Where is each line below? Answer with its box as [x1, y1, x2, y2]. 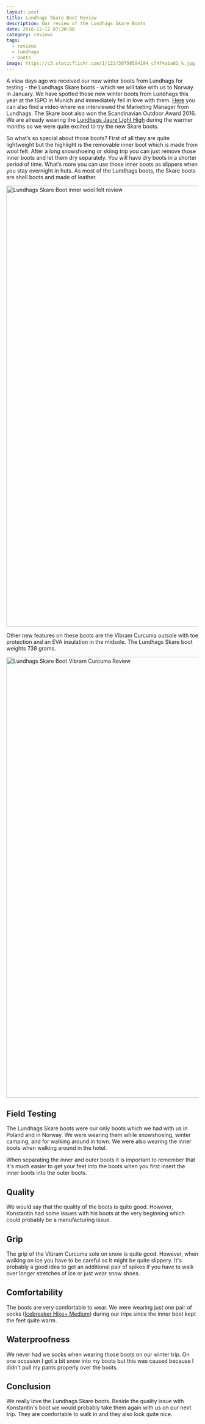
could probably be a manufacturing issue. [6, 1216, 112, 1224]
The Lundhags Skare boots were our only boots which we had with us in [6, 1125, 188, 1132]
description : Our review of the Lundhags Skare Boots [6, 20, 146, 26]
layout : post [6, 9, 40, 15]
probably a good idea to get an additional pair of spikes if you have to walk [6, 1263, 194, 1270]
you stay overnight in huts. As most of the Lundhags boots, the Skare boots [6, 166, 196, 174]
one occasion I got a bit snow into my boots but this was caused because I [6, 1357, 194, 1365]
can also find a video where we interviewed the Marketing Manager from [6, 103, 189, 110]
